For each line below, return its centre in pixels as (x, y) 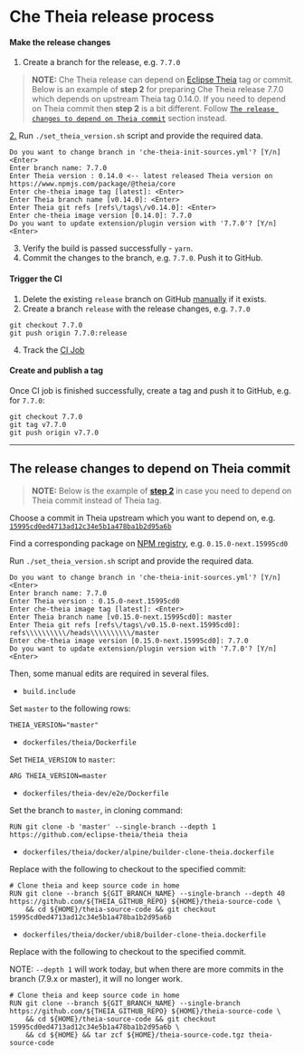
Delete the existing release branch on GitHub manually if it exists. (144, 299)
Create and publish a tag (57, 371)
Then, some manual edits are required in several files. (109, 673)
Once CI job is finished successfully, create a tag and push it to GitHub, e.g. (150, 390)
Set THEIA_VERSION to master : (62, 759)
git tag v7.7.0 (38, 424)
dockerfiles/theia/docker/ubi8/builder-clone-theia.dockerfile (144, 935)
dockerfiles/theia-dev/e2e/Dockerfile (95, 794)
